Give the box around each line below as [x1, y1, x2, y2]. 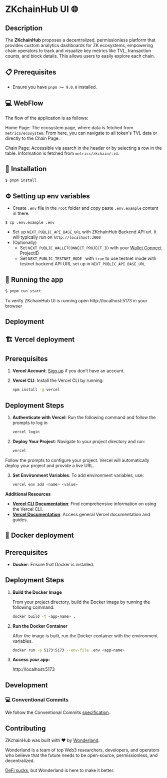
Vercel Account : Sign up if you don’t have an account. [12, 368, 125, 374]
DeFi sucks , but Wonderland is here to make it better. [5, 767, 114, 773]
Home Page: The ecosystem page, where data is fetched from [5, 124, 133, 131]
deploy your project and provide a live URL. [5, 462, 94, 469]
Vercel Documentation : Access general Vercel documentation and [12, 511, 150, 517]
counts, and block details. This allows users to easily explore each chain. [5, 53, 155, 59]
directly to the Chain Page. [5, 135, 60, 141]
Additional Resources [5, 491, 51, 497]
